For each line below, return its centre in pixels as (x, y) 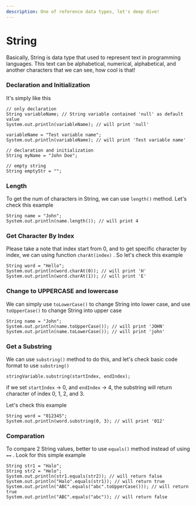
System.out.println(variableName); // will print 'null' (78, 124)
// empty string (26, 166)
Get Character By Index (40, 236)
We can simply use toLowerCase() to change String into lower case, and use (98, 304)
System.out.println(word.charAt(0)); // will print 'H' (76, 271)
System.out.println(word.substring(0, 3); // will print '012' (86, 421)
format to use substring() (38, 366)
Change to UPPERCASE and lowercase (62, 291)
